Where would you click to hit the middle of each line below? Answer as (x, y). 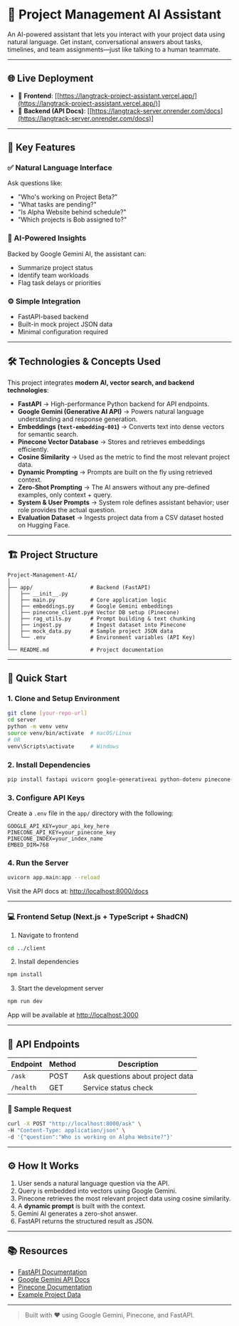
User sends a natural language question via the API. (94, 1183)
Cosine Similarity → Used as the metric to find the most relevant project (123, 457)
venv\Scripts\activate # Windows (63, 746)
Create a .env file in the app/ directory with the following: (91, 813)
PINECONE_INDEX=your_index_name (55, 839)
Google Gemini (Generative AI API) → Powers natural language (111, 411)
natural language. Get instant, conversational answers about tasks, (105, 41)
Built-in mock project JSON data (65, 324)
